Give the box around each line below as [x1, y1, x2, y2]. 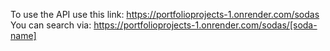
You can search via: [10, 19, 92, 31]
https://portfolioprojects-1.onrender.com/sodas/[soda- [93, 19, 318, 31]
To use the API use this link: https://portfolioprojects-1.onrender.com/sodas [10, 9, 320, 20]
